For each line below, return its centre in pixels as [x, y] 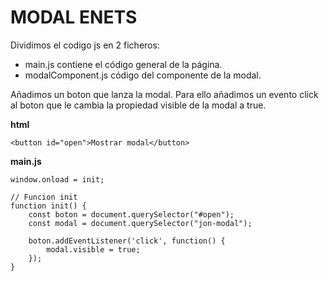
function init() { [48, 206]
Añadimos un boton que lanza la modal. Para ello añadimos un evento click [164, 94]
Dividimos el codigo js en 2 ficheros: [85, 45]
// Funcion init [44, 197]
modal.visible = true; [93, 249]
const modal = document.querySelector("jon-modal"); [140, 223]
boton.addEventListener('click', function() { [127, 241]
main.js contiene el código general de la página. [123, 64]
